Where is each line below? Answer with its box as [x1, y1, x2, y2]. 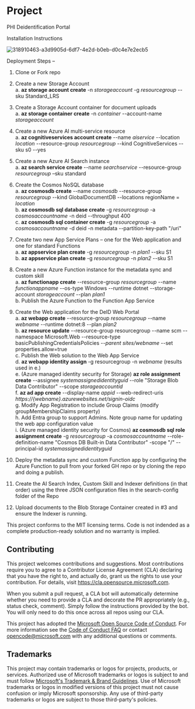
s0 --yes [25, 146, 46, 153]
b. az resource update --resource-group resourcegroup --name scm [15, 327, 182, 334]
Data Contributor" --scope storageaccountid [15, 383, 123, 390]
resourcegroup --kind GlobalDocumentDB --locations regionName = [15, 193, 180, 200]
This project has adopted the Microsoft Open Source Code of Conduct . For [6, 620, 187, 627]
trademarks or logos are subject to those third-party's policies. [6, 696, 158, 703]
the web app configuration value [15, 420, 93, 427]
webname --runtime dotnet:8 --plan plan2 [15, 320, 117, 328]
